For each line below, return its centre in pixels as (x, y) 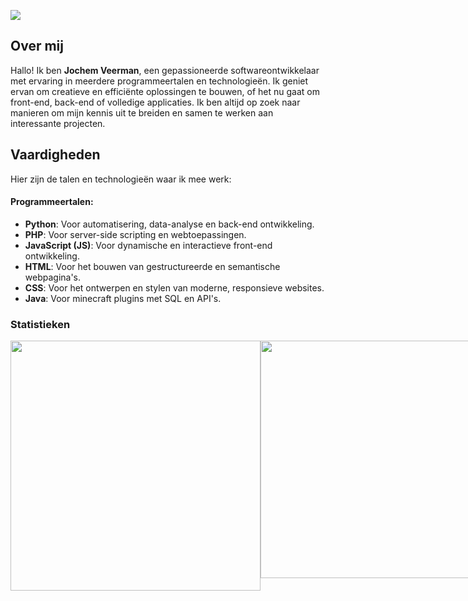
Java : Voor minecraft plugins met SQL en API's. (123, 298)
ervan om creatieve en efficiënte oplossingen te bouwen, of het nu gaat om (165, 91)
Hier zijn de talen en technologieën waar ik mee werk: (121, 179)
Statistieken (40, 324)
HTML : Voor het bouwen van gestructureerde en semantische (152, 266)
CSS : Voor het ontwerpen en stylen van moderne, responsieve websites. (174, 287)
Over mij (37, 46)
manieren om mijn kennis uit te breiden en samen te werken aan (142, 112)
